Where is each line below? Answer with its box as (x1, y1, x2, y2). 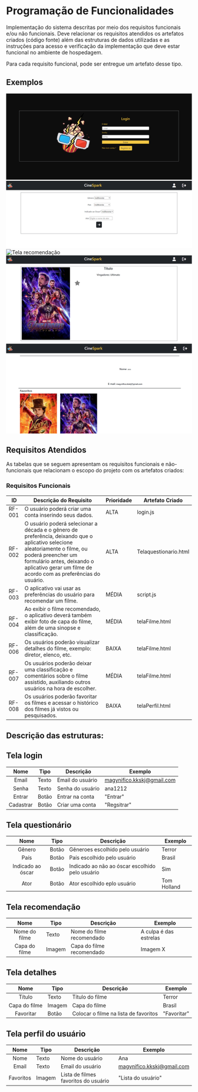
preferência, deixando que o (24, 532, 93, 539)
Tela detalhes (6, 968, 57, 978)
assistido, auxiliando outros (24, 678, 91, 685)
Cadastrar (8, 801, 33, 808)
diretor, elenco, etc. (24, 652, 72, 659)
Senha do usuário (57, 785, 100, 792)
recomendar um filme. (24, 597, 78, 604)
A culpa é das (140, 928, 174, 935)
